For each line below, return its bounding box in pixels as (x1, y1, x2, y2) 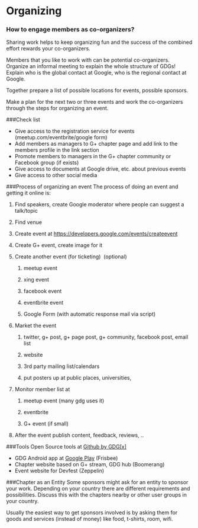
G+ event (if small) (23, 420, 69, 427)
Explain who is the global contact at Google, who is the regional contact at (6, 69, 187, 76)
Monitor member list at (14, 386, 70, 393)
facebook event (23, 287, 62, 295)
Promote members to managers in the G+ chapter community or (14, 153, 171, 160)
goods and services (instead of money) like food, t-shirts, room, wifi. (6, 516, 173, 523)
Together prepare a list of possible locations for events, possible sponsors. (6, 87, 189, 94)
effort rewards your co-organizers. (6, 45, 90, 52)
